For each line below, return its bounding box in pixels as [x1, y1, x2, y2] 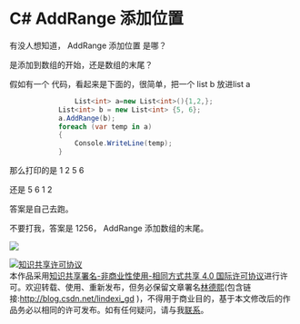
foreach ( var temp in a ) [57, 122, 153, 132]
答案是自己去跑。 [9, 203, 74, 214]
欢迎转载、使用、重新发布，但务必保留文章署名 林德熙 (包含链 [25, 282, 252, 293]
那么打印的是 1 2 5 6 [9, 165, 85, 176]
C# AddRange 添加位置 [9, 8, 185, 29]
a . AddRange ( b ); [57, 113, 116, 123]
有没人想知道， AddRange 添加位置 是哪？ [9, 40, 167, 51]
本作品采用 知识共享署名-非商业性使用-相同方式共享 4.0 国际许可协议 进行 [9, 270, 280, 281]
